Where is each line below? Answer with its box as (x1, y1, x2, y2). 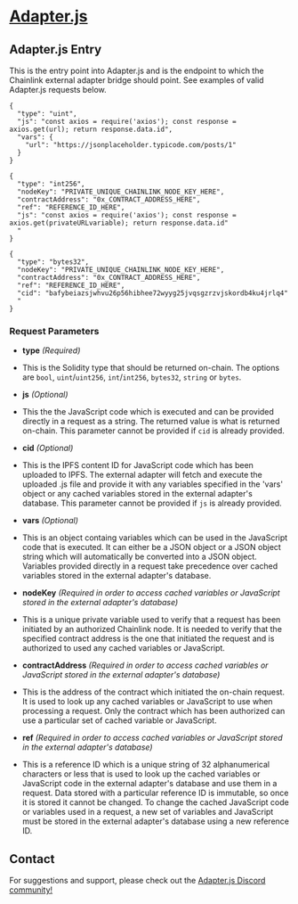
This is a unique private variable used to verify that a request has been (21, 614, 281, 625)
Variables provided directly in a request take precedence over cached (21, 561, 278, 571)
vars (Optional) (21, 515, 78, 526)
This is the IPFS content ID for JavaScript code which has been (21, 460, 254, 471)
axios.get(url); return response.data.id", (9, 125, 173, 134)
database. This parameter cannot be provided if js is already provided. (21, 497, 282, 509)
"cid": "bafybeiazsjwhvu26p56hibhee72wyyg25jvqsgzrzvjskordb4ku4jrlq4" (17, 289, 289, 298)
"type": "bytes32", (17, 258, 90, 267)
